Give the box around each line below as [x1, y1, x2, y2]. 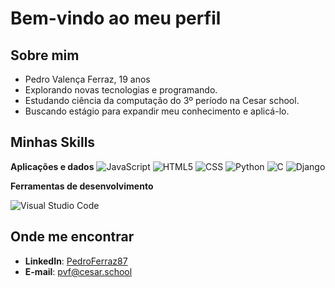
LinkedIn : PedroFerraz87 [24, 255, 128, 267]
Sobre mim [10, 47, 80, 64]
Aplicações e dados [10, 160, 95, 172]
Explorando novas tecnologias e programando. [24, 84, 218, 96]
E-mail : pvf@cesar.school [24, 265, 133, 277]
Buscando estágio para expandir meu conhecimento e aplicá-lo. [24, 105, 290, 117]
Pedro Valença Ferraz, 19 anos [24, 73, 151, 85]
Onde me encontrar [10, 228, 135, 246]
